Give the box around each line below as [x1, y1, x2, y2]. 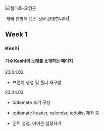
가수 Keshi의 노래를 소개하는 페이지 [5, 58, 73, 64]
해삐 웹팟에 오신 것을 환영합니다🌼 [6, 16, 70, 22]
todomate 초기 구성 [12, 99, 51, 105]
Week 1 [5, 30, 28, 39]
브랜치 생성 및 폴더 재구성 [12, 79, 62, 85]
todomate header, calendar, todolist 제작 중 [12, 110, 100, 116]
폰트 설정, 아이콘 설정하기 [12, 120, 62, 126]
